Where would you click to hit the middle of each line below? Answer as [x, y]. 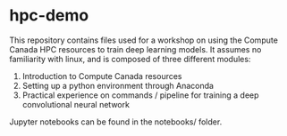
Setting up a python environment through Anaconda [118, 85]
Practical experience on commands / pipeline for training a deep [140, 95]
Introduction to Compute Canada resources [102, 76]
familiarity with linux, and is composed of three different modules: [130, 59]
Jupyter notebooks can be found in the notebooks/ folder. [116, 122]
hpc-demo [49, 16]
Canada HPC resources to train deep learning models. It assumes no [135, 49]
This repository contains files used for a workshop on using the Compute [144, 40]
